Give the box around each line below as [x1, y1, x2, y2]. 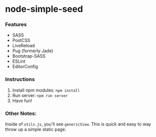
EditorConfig [12, 64, 38, 69]
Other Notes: [5, 110, 37, 117]
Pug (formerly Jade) [12, 48, 54, 54]
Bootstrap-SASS [12, 53, 46, 59]
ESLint [12, 58, 26, 65]
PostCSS [12, 37, 31, 43]
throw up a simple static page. [5, 127, 66, 133]
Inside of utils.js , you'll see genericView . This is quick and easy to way [5, 121, 152, 127]
